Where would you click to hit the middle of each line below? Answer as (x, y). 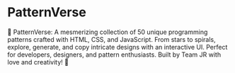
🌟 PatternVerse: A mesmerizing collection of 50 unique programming (108, 32)
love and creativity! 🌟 (38, 62)
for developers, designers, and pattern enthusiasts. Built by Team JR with (114, 55)
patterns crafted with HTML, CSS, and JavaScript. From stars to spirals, (111, 39)
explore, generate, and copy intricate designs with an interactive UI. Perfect (117, 47)
